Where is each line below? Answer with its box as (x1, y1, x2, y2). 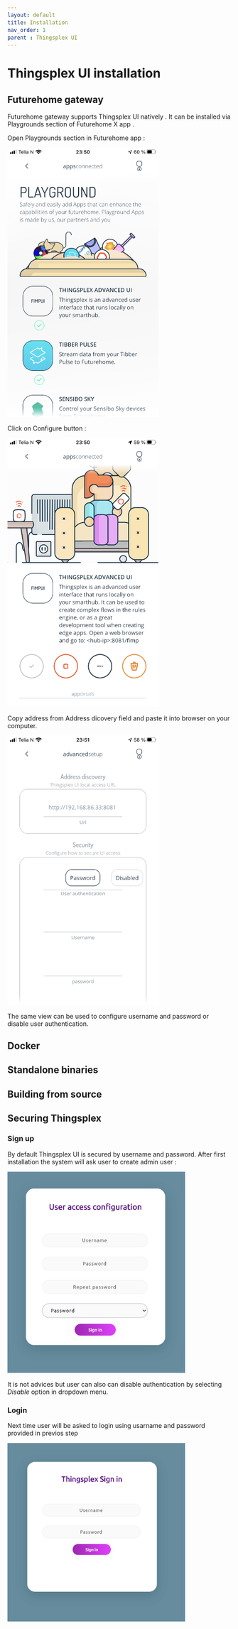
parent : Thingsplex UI (7, 34, 78, 41)
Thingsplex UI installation (7, 65, 161, 82)
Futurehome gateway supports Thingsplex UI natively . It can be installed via (7, 112, 231, 121)
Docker (7, 1040, 40, 1052)
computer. (7, 722, 38, 730)
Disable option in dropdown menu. (7, 1387, 109, 1396)
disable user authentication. (7, 1019, 89, 1028)
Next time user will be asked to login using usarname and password (7, 1422, 206, 1430)
